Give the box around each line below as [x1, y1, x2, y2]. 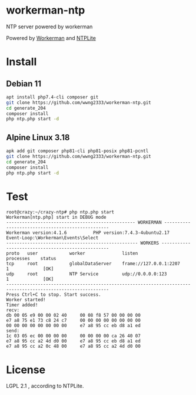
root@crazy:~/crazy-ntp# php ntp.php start [6, 209, 115, 215]
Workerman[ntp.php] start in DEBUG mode [6, 215, 107, 220]
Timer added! [6, 302, 38, 308]
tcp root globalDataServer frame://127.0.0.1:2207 [6, 261, 181, 267]
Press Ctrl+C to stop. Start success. [6, 292, 101, 298]
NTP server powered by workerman [6, 23, 93, 30]
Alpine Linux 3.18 [6, 132, 70, 142]
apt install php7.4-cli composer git [6, 94, 99, 100]
